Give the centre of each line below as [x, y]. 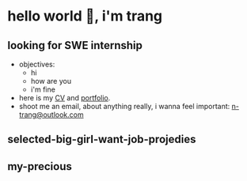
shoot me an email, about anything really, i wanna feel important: [124, 106]
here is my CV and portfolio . [65, 98]
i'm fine [43, 89]
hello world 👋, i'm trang [85, 16]
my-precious [40, 166]
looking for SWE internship [75, 45]
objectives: [37, 64]
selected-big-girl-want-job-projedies [102, 140]
